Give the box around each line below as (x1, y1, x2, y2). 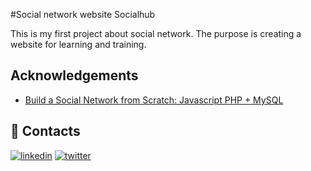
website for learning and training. (10, 39, 147, 50)
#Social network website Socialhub (10, 9, 156, 20)
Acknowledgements (10, 67, 139, 84)
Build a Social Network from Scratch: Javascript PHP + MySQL (24, 94, 284, 106)
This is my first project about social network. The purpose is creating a (10, 28, 302, 39)
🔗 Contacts (10, 123, 81, 140)
